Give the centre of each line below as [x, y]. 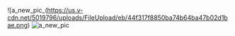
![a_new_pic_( [27, 10]
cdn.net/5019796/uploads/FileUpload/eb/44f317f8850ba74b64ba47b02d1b [117, 18]
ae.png [18, 25]
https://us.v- [65, 10]
